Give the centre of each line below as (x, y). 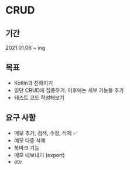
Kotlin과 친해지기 (33, 83)
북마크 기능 (27, 148)
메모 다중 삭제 (30, 140)
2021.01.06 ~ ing (25, 48)
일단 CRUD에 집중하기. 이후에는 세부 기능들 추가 (69, 90)
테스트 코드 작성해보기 (39, 97)
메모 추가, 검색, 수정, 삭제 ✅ (46, 133)
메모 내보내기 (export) (39, 155)
